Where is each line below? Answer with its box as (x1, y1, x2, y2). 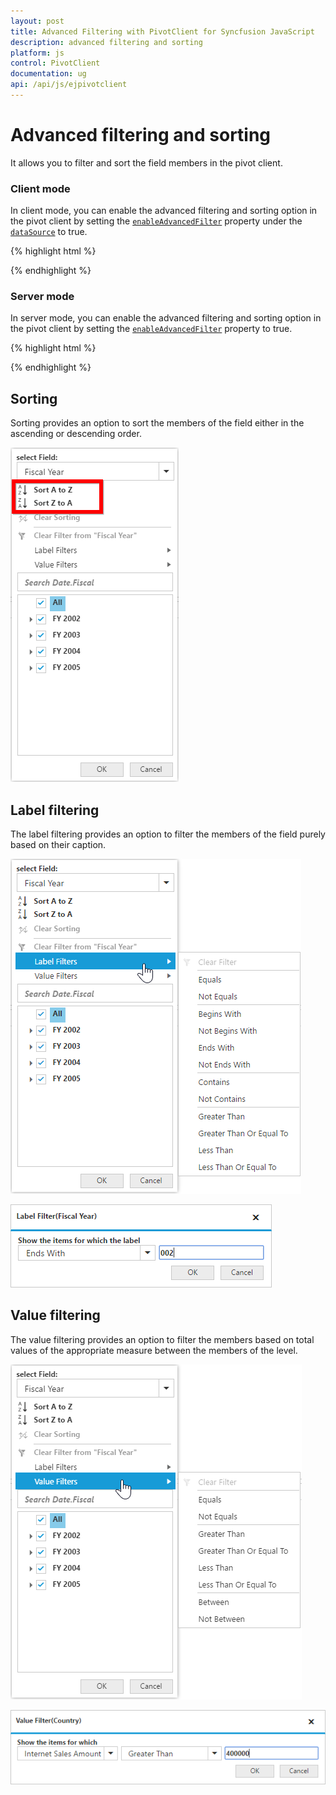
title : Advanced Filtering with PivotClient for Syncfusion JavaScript (10, 26, 315, 37)
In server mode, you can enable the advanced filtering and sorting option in (10, 312, 322, 324)
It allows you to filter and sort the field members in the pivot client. (10, 156, 283, 169)
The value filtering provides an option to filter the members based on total (10, 1333, 315, 1345)
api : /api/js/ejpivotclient (10, 80, 128, 90)
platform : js (10, 48, 65, 58)
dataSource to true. (10, 226, 88, 238)
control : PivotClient (10, 58, 101, 69)
